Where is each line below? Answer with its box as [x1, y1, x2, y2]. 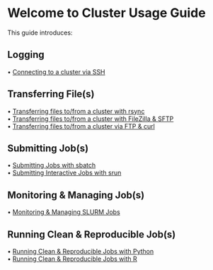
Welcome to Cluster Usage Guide [7, 5, 207, 21]
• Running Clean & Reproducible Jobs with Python [7, 247, 154, 255]
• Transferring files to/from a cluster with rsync [7, 107, 145, 115]
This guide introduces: [7, 28, 73, 37]
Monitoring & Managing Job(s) [7, 189, 145, 201]
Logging [7, 49, 45, 61]
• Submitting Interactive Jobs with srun [7, 168, 122, 177]
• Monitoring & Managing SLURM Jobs [7, 208, 120, 216]
